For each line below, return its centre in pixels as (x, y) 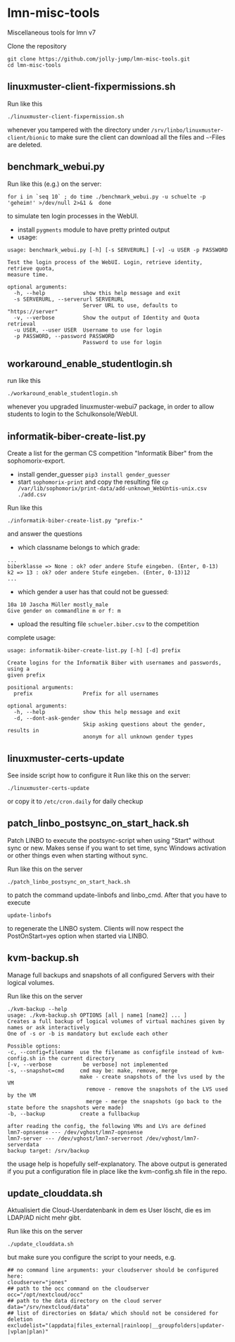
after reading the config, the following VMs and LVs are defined (107, 1126)
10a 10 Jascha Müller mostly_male (58, 605)
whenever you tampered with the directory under (78, 130)
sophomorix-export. (36, 461)
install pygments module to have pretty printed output (94, 230)
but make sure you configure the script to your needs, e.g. (92, 1258)
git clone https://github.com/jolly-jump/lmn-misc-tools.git (99, 59)
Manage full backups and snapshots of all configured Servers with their (111, 975)
